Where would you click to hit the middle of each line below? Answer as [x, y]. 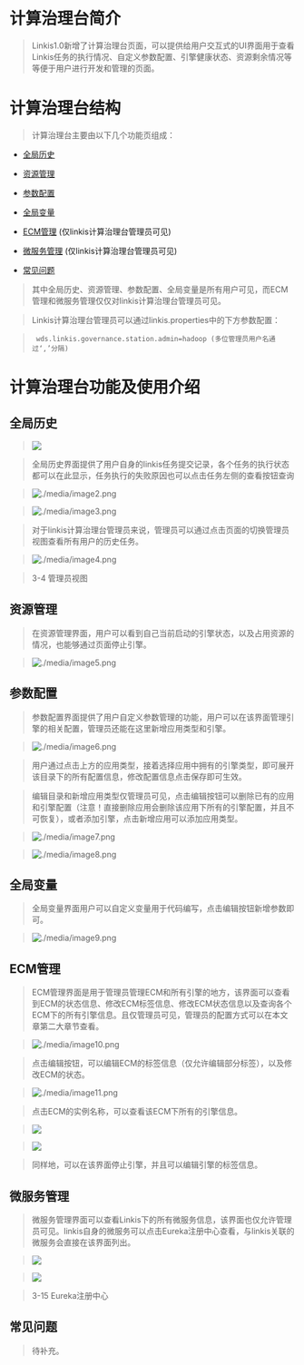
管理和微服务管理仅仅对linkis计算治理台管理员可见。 [129, 300]
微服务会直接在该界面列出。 [83, 1242]
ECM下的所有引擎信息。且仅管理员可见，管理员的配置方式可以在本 [156, 1015]
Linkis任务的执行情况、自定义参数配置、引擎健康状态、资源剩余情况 [157, 56]
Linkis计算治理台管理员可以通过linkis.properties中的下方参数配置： [156, 319]
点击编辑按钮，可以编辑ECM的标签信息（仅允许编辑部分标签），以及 [158, 1064]
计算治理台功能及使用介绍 [105, 388]
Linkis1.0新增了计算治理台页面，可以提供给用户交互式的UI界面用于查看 [163, 45]
